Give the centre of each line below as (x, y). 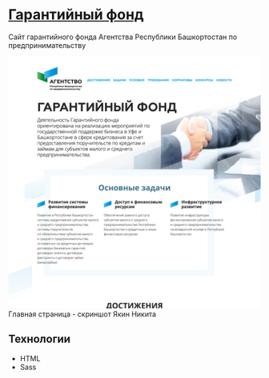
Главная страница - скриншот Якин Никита (82, 314)
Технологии (39, 339)
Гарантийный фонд (76, 15)
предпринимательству (47, 45)
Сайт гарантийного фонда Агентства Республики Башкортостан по (123, 37)
